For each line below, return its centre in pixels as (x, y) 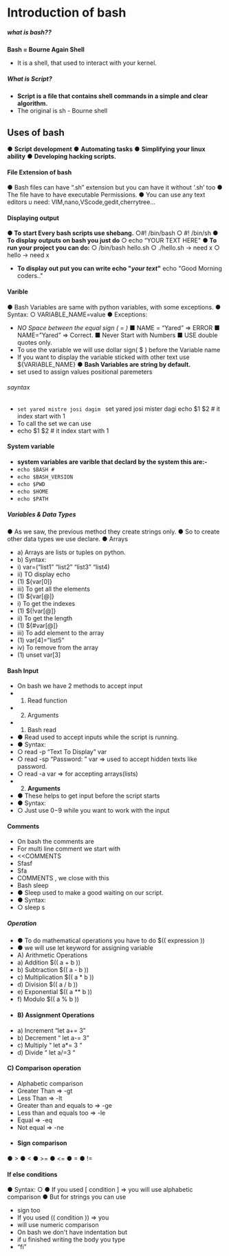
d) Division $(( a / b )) (47, 984)
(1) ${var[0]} (35, 581)
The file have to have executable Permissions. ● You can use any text (106, 195)
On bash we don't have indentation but (72, 1233)
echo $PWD (31, 484)
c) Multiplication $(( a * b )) (55, 978)
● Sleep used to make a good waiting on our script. (90, 893)
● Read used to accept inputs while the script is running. (98, 737)
